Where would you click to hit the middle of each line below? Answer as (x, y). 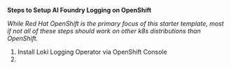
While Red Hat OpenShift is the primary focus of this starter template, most (115, 23)
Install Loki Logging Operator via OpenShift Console (92, 52)
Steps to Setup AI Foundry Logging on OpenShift (79, 10)
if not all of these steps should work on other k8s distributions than (104, 31)
